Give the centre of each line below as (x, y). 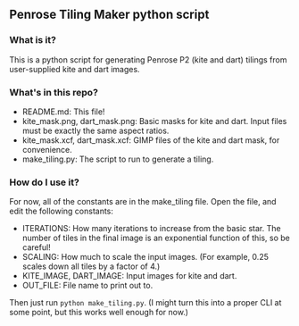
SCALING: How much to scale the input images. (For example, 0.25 (145, 257)
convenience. (47, 149)
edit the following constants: (62, 211)
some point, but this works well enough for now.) (99, 313)
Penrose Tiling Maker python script (109, 15)
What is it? (33, 40)
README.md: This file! (63, 112)
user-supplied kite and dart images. (75, 69)
